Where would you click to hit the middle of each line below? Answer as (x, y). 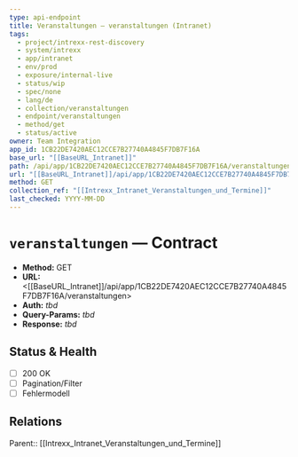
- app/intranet (45, 59)
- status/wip (41, 83)
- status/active (47, 133)
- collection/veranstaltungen (73, 108)
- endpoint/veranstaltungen (69, 116)
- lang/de (35, 100)
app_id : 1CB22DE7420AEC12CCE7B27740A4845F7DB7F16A (105, 149)
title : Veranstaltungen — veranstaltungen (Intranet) (111, 26)
